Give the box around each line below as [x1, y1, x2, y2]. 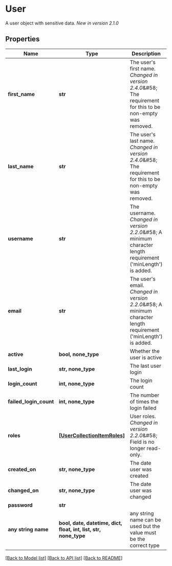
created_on [8, 466, 36, 473]
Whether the [130, 347, 160, 354]
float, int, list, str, [58, 526, 101, 533]
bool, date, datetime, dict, [58, 519, 122, 527]
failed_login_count [8, 398, 54, 405]
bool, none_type [58, 351, 99, 358]
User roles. [130, 413, 156, 420]
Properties [5, 35, 40, 43]
